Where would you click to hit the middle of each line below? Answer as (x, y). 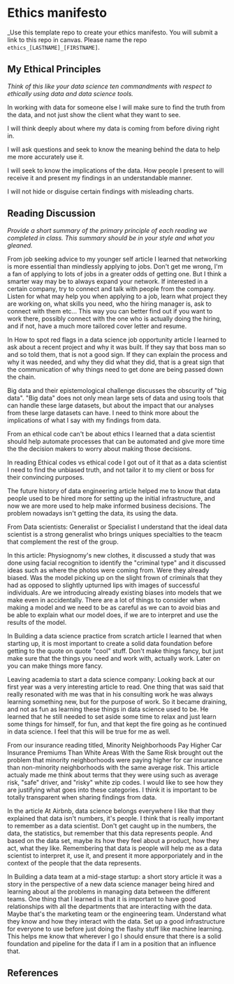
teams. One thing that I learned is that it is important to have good (102, 898)
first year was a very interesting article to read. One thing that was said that (116, 687)
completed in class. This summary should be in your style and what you (111, 238)
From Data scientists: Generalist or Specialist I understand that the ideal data (117, 527)
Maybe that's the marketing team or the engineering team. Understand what (117, 914)
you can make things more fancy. (55, 666)
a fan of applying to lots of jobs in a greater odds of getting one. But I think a (117, 274)
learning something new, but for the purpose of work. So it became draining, (117, 701)
